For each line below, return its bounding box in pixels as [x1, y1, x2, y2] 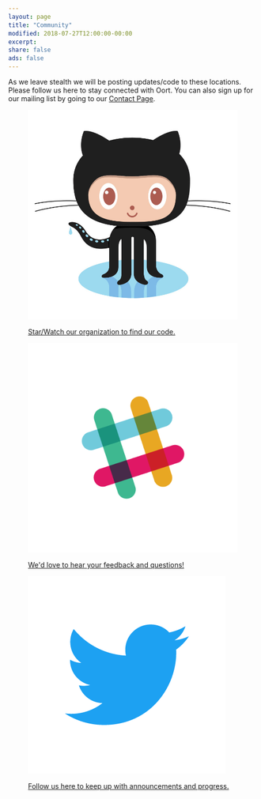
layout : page [8, 13, 51, 21]
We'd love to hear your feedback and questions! [28, 560, 184, 569]
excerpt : [8, 38, 37, 46]
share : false [8, 46, 51, 55]
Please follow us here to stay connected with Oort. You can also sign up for [8, 85, 253, 95]
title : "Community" [8, 21, 73, 29]
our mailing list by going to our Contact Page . [8, 94, 156, 103]
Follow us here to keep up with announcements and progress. [28, 782, 229, 790]
